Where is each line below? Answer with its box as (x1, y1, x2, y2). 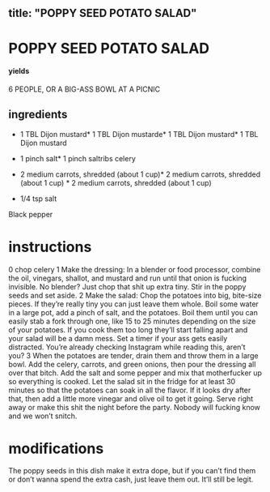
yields (8, 66, 30, 76)
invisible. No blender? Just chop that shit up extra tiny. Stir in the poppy (8, 281, 247, 291)
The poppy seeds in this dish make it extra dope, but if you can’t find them (8, 466, 256, 476)
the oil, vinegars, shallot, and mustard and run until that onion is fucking (8, 273, 247, 283)
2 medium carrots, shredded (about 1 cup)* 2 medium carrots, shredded (19, 169, 261, 179)
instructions (8, 237, 92, 256)
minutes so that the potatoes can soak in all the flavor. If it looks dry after (8, 385, 251, 395)
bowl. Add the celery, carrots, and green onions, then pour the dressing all (8, 359, 256, 369)
